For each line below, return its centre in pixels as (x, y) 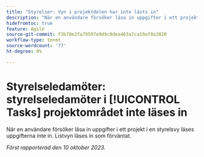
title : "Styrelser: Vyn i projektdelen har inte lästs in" (83, 12)
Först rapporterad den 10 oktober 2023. (56, 147)
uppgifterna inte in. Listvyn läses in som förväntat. (69, 135)
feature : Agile (25, 29)
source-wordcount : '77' (36, 46)
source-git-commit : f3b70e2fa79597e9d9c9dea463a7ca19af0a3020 (87, 35)
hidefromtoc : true (29, 23)
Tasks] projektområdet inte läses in (97, 112)
